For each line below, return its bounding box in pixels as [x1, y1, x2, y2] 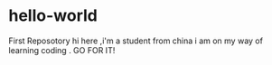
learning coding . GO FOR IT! [8, 44, 116, 55]
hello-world [8, 5, 98, 26]
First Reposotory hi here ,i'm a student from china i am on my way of [8, 35, 264, 46]
